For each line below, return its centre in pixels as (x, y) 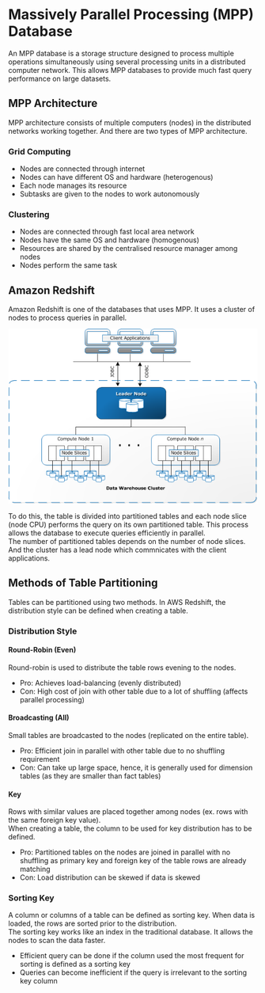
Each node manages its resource (73, 186)
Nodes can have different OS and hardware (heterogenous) (116, 177)
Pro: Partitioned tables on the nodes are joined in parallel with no (125, 852)
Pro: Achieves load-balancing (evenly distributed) (100, 683)
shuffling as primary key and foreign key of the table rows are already (133, 861)
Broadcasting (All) (39, 717)
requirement (40, 759)
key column (38, 981)
